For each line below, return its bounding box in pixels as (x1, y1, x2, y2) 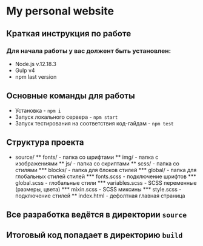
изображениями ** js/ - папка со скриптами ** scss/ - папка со (15, 159, 180, 167)
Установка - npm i (15, 107, 62, 114)
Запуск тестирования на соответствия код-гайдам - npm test (15, 119, 174, 127)
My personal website (6, 4, 115, 18)
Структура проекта (6, 138, 84, 148)
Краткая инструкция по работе (6, 28, 131, 39)
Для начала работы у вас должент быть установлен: (6, 47, 171, 55)
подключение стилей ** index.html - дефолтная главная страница (15, 192, 185, 199)
